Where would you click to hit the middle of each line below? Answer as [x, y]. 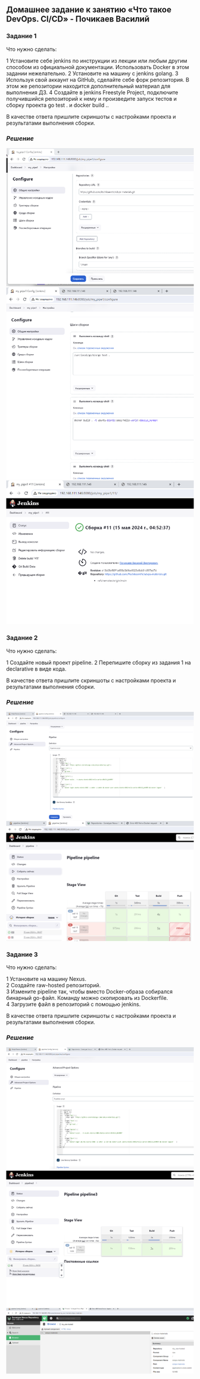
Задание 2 [22, 638]
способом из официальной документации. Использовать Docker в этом [98, 67]
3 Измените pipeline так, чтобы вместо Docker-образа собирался [90, 991]
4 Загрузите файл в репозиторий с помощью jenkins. [74, 1005]
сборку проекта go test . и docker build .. [57, 105]
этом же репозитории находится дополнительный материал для [88, 86]
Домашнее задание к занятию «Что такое [89, 10]
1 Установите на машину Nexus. [46, 979]
